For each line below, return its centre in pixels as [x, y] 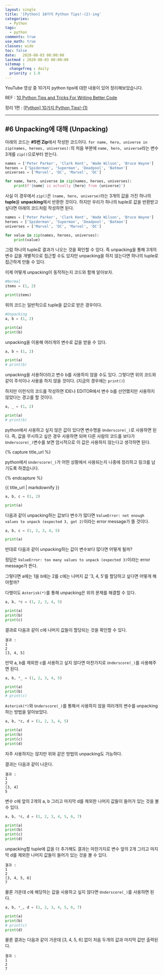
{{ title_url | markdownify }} [32, 487]
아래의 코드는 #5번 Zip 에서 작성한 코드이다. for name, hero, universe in [76, 142]
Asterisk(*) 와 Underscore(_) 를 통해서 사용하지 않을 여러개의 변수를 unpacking [82, 706]
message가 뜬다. [21, 566]
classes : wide [20, 46]
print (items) [18, 295]
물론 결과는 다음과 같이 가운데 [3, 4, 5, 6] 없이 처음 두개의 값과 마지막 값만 [75, 940]
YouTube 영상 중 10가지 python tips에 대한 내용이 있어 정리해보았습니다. [74, 88]
